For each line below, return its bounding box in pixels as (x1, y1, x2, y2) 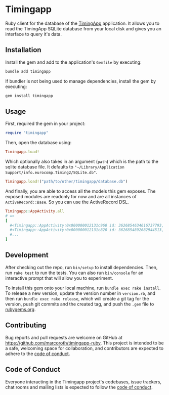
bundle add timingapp (5, 69, 51, 74)
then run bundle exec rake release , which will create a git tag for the (5, 295, 149, 301)
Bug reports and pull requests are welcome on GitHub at (5, 334, 123, 340)
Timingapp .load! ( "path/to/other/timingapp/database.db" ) (5, 179, 128, 184)
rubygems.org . (5, 306, 36, 312)
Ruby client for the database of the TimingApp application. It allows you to (5, 20, 160, 26)
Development (5, 251, 49, 259)
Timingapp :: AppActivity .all (5, 208, 65, 213)
